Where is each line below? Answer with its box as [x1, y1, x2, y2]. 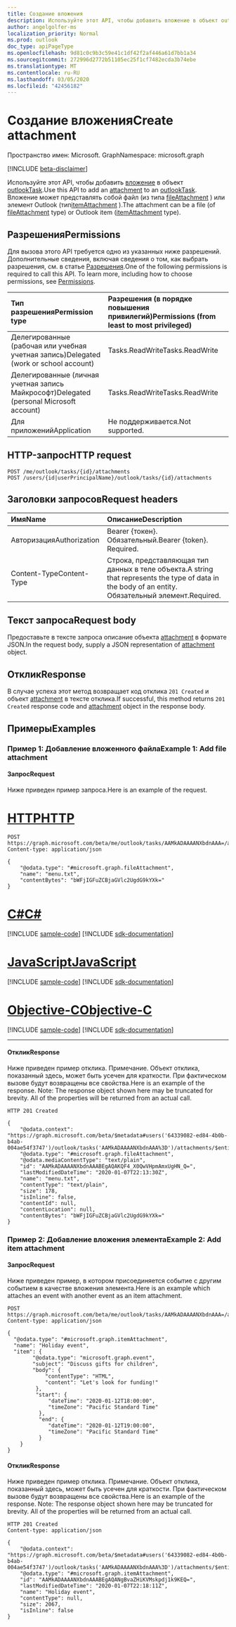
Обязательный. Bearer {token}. [107, 535, 209, 544]
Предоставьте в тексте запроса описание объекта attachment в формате [7, 633, 227, 642]
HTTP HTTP [7, 810, 75, 826]
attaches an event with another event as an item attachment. [7, 1291, 183, 1299]
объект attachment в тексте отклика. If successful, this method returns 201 [7, 694, 225, 703]
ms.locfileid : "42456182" [7, 82, 83, 89]
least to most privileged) [107, 320, 192, 330]
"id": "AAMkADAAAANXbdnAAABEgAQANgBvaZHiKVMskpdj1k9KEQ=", [20, 1576, 197, 1583]
